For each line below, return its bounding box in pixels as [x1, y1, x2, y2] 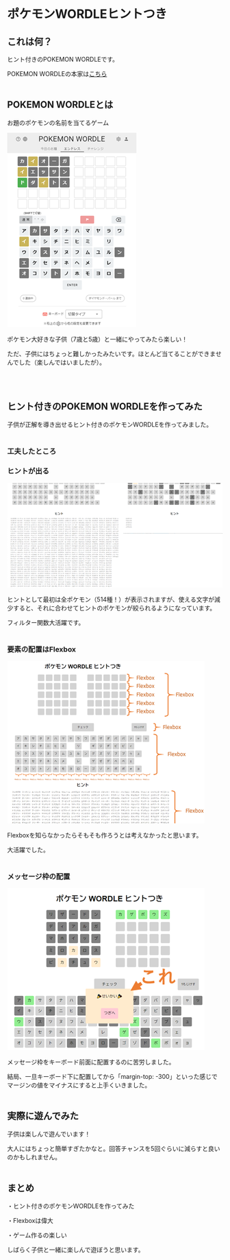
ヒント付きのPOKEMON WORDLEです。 [7, 56, 118, 63]
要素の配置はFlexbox [7, 645, 77, 654]
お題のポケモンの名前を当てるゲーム [7, 118, 110, 127]
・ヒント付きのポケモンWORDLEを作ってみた [7, 1202, 135, 1210]
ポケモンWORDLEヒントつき [7, 6, 168, 22]
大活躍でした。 [7, 845, 49, 854]
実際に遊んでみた [7, 1110, 79, 1122]
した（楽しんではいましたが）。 [18, 358, 106, 366]
